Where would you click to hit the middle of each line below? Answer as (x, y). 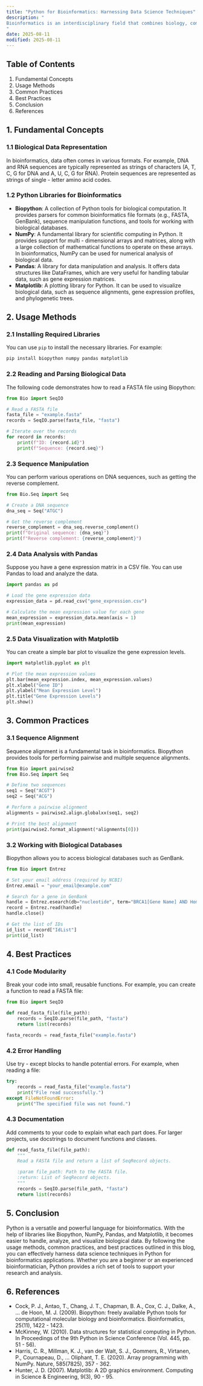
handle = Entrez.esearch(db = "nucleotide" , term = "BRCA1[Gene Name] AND (97, 902)
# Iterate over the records (42, 432)
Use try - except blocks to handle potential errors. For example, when (93, 1064)
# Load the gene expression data (48, 595)
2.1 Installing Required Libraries (53, 335)
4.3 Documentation (35, 1119)
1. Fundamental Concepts (55, 130)
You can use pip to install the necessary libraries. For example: (84, 347)
